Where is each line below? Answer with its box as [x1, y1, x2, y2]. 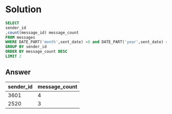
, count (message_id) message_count [5, 30, 79, 35]
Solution [5, 4, 42, 15]
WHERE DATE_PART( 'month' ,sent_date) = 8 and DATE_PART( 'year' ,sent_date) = [5, 39, 168, 44]
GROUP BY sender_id [5, 44, 47, 50]
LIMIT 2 [5, 54, 22, 59]
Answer [5, 68, 31, 77]
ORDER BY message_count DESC [5, 49, 68, 54]
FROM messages [5, 35, 36, 40]
